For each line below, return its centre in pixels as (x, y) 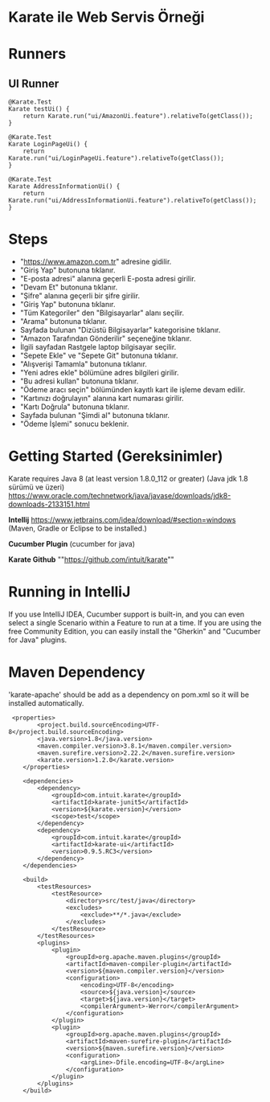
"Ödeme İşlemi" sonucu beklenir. (74, 424)
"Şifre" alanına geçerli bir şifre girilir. (80, 296)
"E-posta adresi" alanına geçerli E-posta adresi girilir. (108, 279)
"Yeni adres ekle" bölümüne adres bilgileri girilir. (99, 373)
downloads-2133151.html (49, 504)
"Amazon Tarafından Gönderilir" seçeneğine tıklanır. (106, 338)
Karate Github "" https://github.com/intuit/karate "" (91, 559)
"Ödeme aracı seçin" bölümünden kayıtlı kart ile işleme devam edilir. (133, 390)
